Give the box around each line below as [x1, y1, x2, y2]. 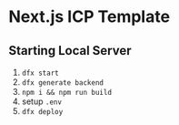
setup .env [21, 96, 63, 107]
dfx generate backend [21, 78, 104, 88]
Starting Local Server [8, 43, 132, 58]
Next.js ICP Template [8, 6, 170, 27]
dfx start [21, 68, 60, 78]
